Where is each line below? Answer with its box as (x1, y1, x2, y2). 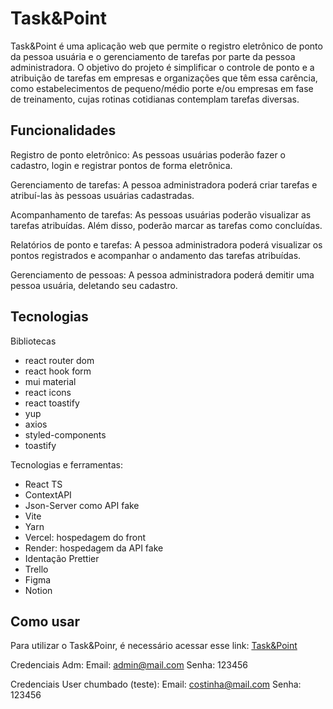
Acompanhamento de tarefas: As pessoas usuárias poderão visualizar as (10, 208, 312, 221)
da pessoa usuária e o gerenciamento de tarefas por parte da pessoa (10, 50, 296, 62)
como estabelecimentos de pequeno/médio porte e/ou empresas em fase (10, 82, 314, 94)
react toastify (24, 397, 80, 409)
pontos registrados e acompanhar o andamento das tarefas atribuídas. (10, 249, 302, 261)
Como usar (10, 613, 81, 630)
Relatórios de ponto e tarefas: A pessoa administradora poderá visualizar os (10, 238, 323, 251)
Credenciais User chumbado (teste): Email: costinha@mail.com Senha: (10, 678, 302, 691)
